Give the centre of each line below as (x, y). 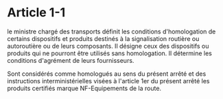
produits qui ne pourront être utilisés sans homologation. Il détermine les (110, 53)
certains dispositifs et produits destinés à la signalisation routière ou (103, 38)
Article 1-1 (36, 13)
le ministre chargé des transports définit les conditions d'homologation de (111, 31)
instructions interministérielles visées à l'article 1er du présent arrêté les (108, 81)
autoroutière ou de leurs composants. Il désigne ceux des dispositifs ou (108, 46)
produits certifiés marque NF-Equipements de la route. (84, 88)
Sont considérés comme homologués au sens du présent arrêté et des (107, 74)
